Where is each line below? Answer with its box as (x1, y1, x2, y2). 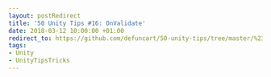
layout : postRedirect (8, 11, 81, 20)
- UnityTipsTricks (8, 57, 70, 65)
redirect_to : (8, 34, 52, 43)
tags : (8, 42, 27, 50)
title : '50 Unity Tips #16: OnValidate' (8, 19, 147, 27)
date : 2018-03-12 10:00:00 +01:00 (8, 26, 125, 34)
